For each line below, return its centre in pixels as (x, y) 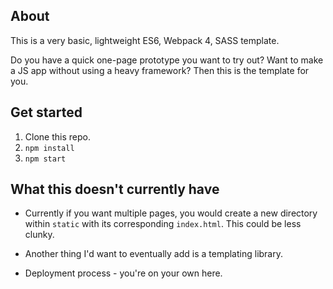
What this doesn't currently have (115, 189)
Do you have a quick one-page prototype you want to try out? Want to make (167, 60)
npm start (45, 159)
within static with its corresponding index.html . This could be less (163, 224)
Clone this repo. (57, 136)
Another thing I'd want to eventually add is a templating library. (154, 254)
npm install (49, 148)
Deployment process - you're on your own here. (123, 273)
